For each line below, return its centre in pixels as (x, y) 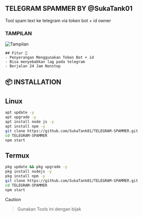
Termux (17, 155)
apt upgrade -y (21, 117)
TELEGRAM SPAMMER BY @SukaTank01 (69, 9)
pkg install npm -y (25, 176)
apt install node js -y (30, 122)
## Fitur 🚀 (16, 53)
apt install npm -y (25, 126)
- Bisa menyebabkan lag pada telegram (45, 62)
